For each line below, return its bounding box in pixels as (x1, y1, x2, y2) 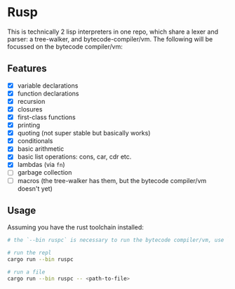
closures (17, 105, 43, 113)
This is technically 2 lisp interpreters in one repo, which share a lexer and (7, 27, 219, 36)
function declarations (17, 89, 79, 98)
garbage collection (17, 168, 72, 177)
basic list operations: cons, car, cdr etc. (17, 152, 132, 161)
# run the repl (7, 250, 52, 257)
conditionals (17, 137, 53, 145)
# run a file (7, 269, 46, 276)
